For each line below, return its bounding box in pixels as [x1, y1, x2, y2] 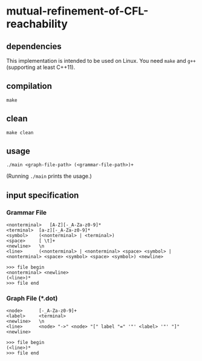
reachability [6, 17, 68, 31]
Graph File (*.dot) [6, 294, 58, 303]
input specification [6, 190, 79, 200]
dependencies [6, 41, 62, 51]
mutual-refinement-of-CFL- [6, 4, 149, 18]
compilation [6, 81, 53, 91]
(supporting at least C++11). [6, 63, 76, 71]
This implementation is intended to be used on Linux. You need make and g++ [6, 57, 196, 64]
